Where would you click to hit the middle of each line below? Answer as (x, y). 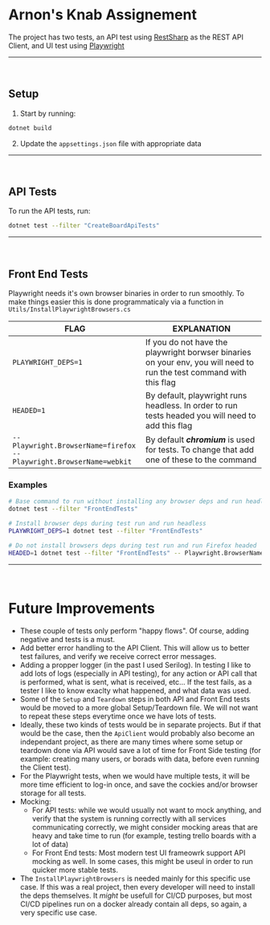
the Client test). (45, 767)
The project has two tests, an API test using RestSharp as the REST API (126, 37)
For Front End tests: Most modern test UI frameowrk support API (139, 853)
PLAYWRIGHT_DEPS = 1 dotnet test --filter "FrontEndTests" (106, 531)
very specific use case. (59, 912)
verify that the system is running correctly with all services (129, 818)
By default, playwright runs (196, 395)
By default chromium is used (200, 440)
